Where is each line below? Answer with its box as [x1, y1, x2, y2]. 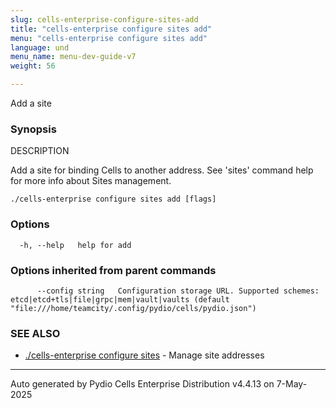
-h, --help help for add [19, 240, 132, 250]
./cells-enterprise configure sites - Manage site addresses [24, 349, 265, 361]
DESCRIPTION [10, 145, 70, 157]
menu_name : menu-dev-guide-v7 [10, 52, 137, 62]
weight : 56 [10, 61, 56, 71]
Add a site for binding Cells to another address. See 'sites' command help [10, 164, 314, 176]
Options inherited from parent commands [10, 263, 217, 277]
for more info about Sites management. [10, 175, 172, 187]
